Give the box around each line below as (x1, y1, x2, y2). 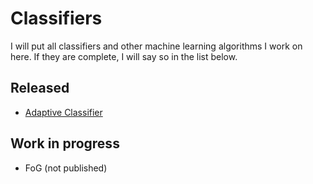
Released (10, 80, 70, 97)
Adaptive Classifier (24, 106, 103, 118)
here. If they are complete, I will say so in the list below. (10, 50, 238, 62)
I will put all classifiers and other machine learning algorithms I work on (10, 40, 303, 52)
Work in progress (10, 135, 120, 152)
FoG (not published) (24, 162, 108, 174)
